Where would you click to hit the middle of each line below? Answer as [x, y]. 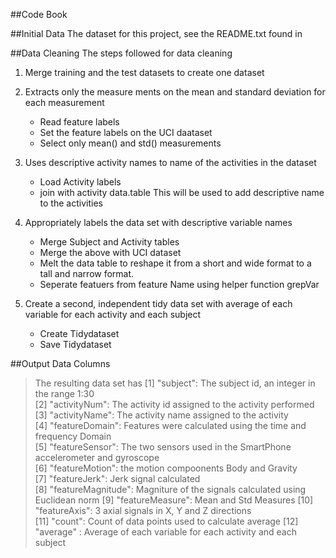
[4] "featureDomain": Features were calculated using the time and [170, 425]
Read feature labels [79, 122]
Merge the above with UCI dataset [110, 252]
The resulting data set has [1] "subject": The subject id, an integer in [175, 383]
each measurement [64, 102]
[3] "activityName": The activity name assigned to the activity [161, 415]
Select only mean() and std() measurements [130, 143]
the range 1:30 [64, 393]
